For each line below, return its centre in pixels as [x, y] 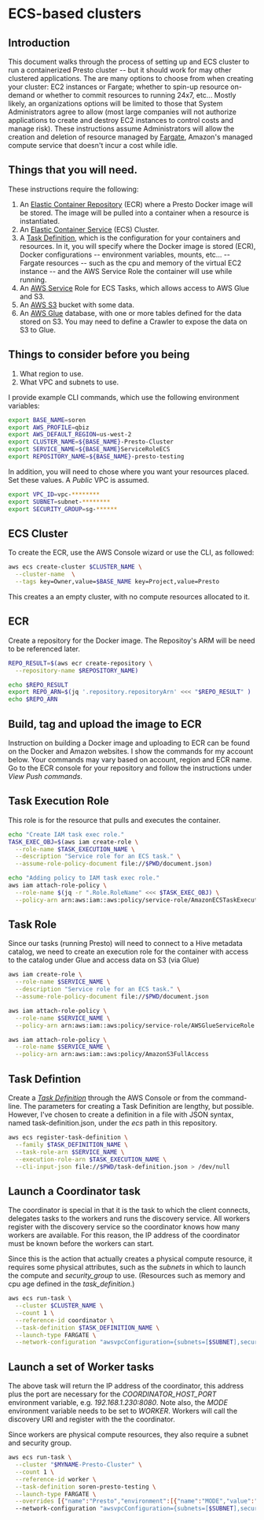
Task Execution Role [59, 801]
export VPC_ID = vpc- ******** [54, 494]
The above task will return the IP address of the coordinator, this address [126, 1386]
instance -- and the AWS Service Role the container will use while [126, 271]
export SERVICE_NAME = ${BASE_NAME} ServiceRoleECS [89, 450]
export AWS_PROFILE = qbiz [49, 427]
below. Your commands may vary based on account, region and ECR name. [130, 759]
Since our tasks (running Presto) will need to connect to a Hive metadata [126, 944]
